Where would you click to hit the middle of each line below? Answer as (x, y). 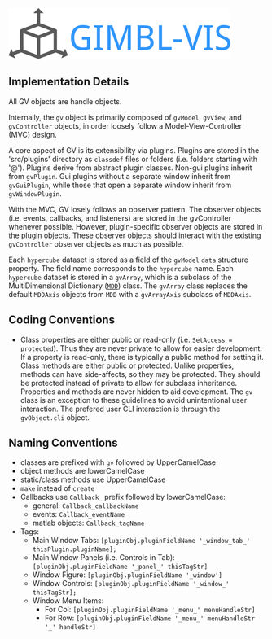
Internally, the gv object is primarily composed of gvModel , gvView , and (125, 117)
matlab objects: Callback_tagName (88, 523)
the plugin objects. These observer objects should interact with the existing (135, 235)
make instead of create (57, 488)
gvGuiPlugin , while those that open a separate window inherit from (120, 185)
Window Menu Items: (68, 601)
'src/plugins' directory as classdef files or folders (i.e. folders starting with (133, 159)
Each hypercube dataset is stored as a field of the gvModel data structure (128, 260)
